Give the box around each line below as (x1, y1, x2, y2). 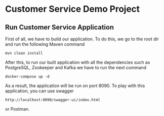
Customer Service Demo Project (5, 3, 140, 15)
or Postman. (5, 106, 30, 112)
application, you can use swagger (5, 88, 74, 94)
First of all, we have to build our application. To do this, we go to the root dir (5, 36, 159, 42)
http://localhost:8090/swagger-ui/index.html (5, 97, 100, 102)
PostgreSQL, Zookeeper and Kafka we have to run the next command (5, 65, 147, 70)
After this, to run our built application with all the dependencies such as (5, 59, 150, 65)
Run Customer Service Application (5, 23, 114, 31)
